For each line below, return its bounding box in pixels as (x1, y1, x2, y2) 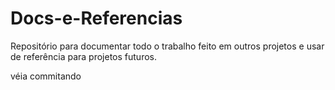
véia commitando (10, 70, 82, 82)
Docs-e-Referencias (10, 7, 183, 30)
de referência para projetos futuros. (10, 50, 158, 62)
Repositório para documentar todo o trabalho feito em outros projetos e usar (10, 40, 325, 52)
